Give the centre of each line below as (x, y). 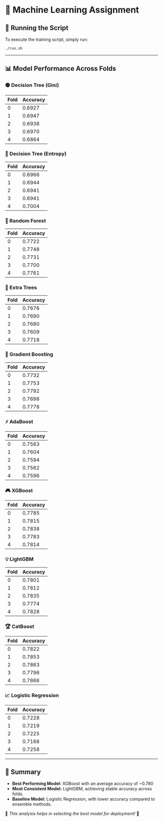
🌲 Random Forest (25, 220)
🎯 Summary (23, 772)
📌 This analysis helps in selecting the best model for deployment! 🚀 (72, 814)
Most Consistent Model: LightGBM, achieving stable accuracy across (82, 789)
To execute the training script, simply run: (47, 39)
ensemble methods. (32, 804)
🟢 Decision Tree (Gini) (32, 85)
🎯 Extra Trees (21, 287)
